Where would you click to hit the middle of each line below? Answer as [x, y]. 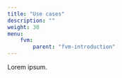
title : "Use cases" [36, 14]
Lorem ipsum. [27, 67]
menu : [15, 34]
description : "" [31, 21]
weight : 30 [23, 27]
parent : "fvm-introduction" [74, 47]
